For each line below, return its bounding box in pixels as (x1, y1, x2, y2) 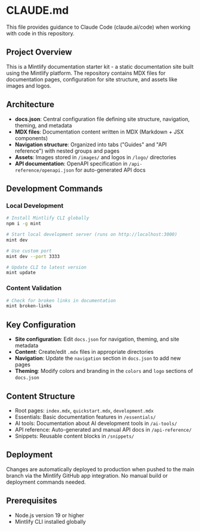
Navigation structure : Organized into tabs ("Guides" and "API (14, 141, 167, 148)
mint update (6, 270, 36, 276)
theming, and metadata (14, 122, 72, 129)
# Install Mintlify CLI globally (6, 215, 90, 221)
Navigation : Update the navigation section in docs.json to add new (14, 354, 181, 362)
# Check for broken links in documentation (6, 298, 116, 304)
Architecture (6, 99, 55, 110)
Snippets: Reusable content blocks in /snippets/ (14, 432, 134, 439)
